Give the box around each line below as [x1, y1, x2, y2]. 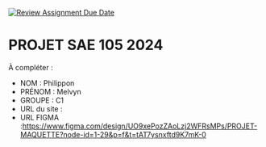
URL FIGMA [19, 112, 59, 122]
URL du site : [19, 103, 63, 113]
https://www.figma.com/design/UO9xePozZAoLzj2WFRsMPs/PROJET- [22, 121, 258, 131]
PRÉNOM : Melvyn [19, 86, 82, 96]
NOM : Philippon [19, 78, 75, 88]
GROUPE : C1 [19, 95, 64, 105]
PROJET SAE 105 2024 [8, 36, 164, 54]
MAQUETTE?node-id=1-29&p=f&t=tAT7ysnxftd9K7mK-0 [19, 129, 207, 139]
